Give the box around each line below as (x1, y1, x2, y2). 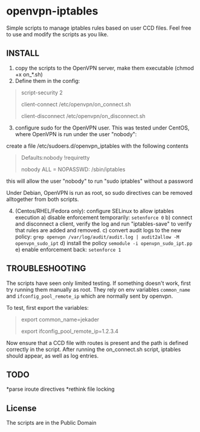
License (6, 403, 37, 413)
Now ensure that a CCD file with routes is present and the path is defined (6, 339, 189, 346)
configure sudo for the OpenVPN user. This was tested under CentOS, (15, 124, 190, 131)
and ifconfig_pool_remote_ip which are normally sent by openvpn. (6, 292, 173, 299)
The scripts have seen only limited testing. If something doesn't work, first (6, 280, 191, 287)
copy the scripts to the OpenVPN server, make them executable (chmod (15, 64, 195, 71)
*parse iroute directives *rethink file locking (6, 385, 115, 393)
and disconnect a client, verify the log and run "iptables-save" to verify (15, 220, 192, 227)
